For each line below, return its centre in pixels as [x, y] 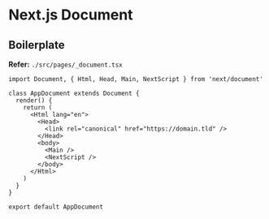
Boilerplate [37, 45]
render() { [34, 101]
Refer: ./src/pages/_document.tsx [66, 64]
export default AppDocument [56, 207]
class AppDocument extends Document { [74, 93]
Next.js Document [71, 15]
